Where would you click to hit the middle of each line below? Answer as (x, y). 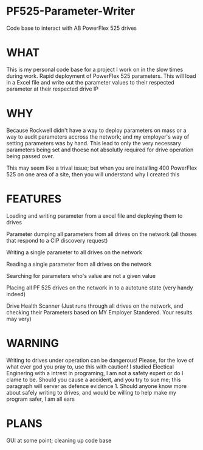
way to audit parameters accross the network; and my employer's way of (98, 137)
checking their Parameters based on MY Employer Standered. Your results (99, 312)
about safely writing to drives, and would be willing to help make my (91, 392)
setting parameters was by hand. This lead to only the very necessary (94, 143)
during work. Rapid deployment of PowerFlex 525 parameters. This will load (101, 76)
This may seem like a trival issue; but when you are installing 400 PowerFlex (102, 168)
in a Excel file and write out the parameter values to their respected (90, 82)
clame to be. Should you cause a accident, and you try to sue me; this (94, 379)
